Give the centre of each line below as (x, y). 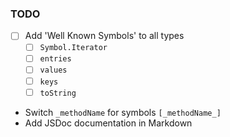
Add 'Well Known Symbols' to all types (104, 36)
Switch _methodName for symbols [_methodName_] (123, 112)
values (53, 70)
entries (55, 59)
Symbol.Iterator (73, 48)
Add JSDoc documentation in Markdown (108, 123)
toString (58, 93)
